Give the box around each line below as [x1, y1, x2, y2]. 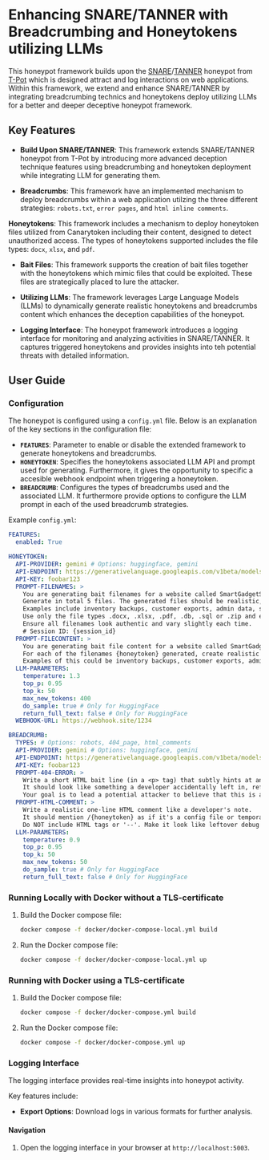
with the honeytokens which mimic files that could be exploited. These [19, 268, 253, 278]
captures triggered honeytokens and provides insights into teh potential [19, 342, 256, 351]
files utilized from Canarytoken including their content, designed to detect [8, 227, 252, 237]
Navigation [8, 1125, 46, 1134]
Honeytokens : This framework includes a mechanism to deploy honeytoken [8, 218, 259, 228]
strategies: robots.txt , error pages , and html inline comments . [19, 203, 229, 213]
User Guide [8, 374, 66, 387]
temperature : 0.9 [22, 836, 81, 844]
